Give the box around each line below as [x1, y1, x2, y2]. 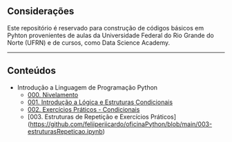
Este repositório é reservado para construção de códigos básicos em [7, 23, 204, 32]
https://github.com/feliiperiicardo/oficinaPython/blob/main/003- [30, 120, 213, 128]
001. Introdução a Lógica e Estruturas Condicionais [27, 98, 173, 106]
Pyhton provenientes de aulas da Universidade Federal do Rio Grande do [7, 31, 214, 39]
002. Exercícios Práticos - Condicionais [27, 105, 140, 113]
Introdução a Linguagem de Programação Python [17, 83, 157, 92]
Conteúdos [7, 65, 57, 77]
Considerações [7, 6, 75, 17]
